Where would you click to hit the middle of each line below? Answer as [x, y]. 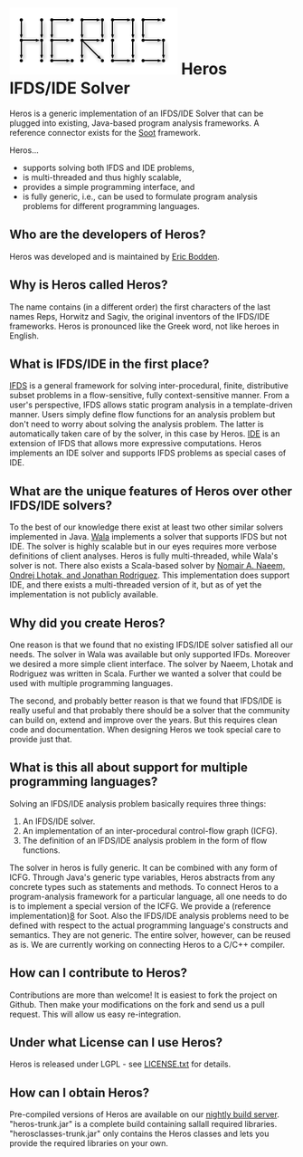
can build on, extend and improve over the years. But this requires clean [143, 720]
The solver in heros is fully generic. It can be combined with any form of [143, 867]
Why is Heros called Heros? [89, 285]
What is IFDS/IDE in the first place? [109, 363]
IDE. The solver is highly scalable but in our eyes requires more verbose [143, 547]
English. [24, 335]
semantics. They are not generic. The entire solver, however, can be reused [150, 934]
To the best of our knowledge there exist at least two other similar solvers [146, 527]
